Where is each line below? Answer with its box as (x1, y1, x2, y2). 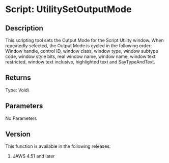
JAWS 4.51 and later (12, 153, 55, 159)
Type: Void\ (5, 87, 30, 93)
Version (5, 130, 31, 139)
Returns (5, 74, 32, 82)
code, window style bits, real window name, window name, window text (5, 53, 156, 59)
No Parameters (5, 115, 37, 121)
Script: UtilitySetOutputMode (5, 4, 132, 15)
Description (5, 24, 43, 32)
